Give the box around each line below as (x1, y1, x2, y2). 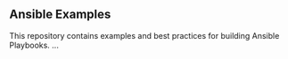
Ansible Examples (9, 7, 111, 22)
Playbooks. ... (9, 40, 60, 50)
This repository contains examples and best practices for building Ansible (9, 30, 280, 41)
